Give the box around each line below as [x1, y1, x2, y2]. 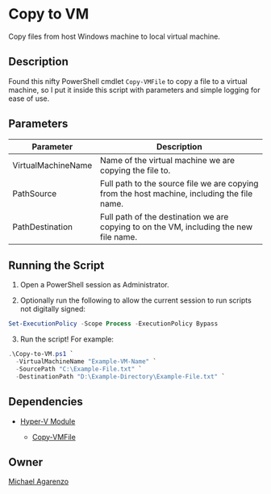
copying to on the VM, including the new [99, 221, 253, 232]
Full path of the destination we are [99, 211, 229, 222]
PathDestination [12, 221, 73, 232]
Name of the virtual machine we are [99, 154, 236, 165]
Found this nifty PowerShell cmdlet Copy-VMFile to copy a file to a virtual [8, 76, 248, 86]
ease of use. [8, 94, 50, 103]
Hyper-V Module [19, 417, 76, 426]
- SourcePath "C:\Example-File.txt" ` [15, 365, 143, 373]
